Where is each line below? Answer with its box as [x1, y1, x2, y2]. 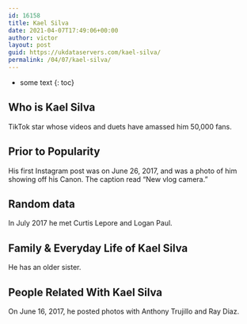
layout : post [8, 41, 51, 49]
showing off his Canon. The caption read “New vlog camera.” [8, 174, 208, 183]
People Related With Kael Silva [8, 285, 163, 299]
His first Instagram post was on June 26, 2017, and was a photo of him [8, 166, 237, 175]
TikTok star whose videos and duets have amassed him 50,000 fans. [8, 121, 232, 131]
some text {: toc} [19, 77, 75, 87]
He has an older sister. [8, 263, 82, 272]
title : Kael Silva [8, 19, 69, 27]
